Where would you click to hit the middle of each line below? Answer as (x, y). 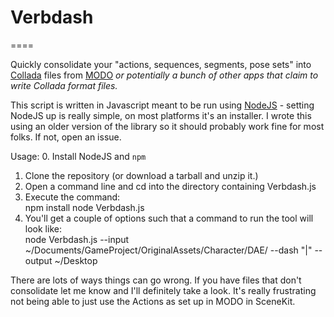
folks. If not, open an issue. (66, 137)
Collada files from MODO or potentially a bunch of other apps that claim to (164, 75)
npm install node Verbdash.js (84, 207)
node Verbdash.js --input (77, 239)
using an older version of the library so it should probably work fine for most (167, 126)
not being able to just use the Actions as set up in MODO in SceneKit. (153, 301)
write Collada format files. (64, 85)
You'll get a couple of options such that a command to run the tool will (169, 218)
